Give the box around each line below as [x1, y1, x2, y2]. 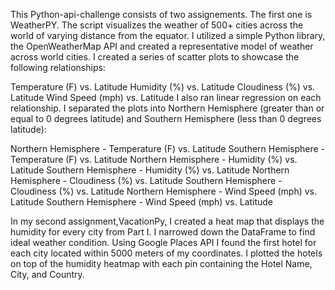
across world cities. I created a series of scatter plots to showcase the [10, 51, 300, 63]
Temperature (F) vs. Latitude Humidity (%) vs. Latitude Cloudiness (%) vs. [10, 81, 316, 93]
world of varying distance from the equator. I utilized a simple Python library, [10, 30, 326, 41]
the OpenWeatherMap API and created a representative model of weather [10, 40, 314, 52]
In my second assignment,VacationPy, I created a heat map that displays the [10, 215, 325, 227]
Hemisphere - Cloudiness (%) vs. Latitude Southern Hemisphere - [10, 175, 283, 186]
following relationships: [10, 62, 106, 73]
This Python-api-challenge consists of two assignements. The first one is [10, 9, 313, 20]
